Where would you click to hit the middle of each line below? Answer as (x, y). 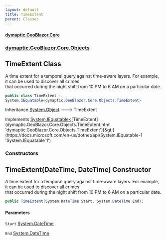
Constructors (22, 153)
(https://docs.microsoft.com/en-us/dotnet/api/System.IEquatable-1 (74, 135)
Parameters (17, 213)
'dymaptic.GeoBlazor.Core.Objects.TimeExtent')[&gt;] (60, 130)
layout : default (22, 10)
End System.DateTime (27, 233)
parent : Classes (22, 19)
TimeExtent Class (33, 64)
